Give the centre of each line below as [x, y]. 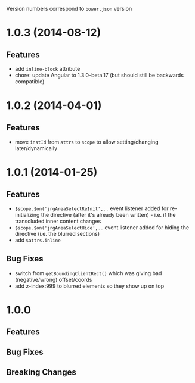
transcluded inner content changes [58, 221]
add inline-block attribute [47, 69]
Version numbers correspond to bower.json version [69, 9]
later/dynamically [36, 148]
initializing [27, 215]
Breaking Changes [41, 373]
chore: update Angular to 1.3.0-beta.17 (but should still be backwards [99, 75]
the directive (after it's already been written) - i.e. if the [108, 215]
